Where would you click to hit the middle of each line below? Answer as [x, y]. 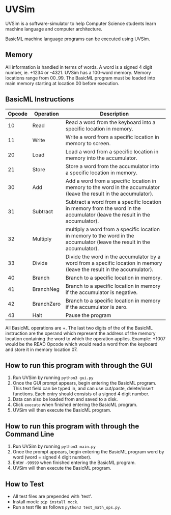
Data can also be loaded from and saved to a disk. [65, 399]
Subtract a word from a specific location [113, 202]
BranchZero [47, 304]
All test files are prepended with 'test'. [52, 496]
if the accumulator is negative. [102, 292]
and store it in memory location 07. [41, 349]
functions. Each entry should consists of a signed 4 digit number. [81, 394]
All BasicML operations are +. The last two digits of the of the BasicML [79, 328]
